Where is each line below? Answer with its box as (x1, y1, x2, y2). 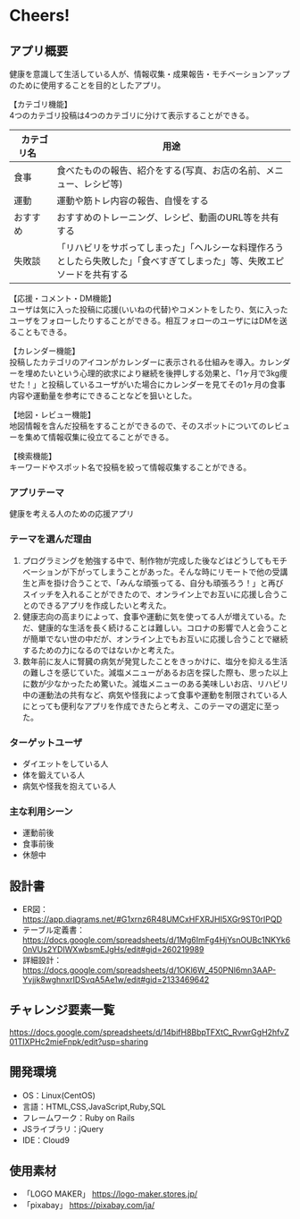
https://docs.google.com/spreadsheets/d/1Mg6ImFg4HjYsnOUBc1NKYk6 (21, 934, 291, 945)
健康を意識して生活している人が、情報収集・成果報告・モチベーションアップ (9, 69, 290, 79)
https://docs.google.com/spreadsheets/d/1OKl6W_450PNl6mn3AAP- (21, 965, 277, 976)
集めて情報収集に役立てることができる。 (24, 431, 174, 442)
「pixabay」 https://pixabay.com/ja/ (21, 1200, 155, 1211)
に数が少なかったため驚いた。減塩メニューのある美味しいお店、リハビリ (21, 678, 288, 689)
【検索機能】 (9, 451, 56, 461)
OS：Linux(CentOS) (21, 1089, 96, 1101)
